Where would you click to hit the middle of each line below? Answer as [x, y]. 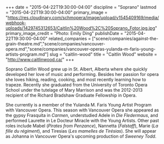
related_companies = [70, 38]
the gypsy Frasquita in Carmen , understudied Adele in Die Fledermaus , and [82, 115]
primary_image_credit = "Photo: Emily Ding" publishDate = [64, 33]
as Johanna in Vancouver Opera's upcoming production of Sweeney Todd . [81, 136]
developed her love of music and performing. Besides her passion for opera [82, 74]
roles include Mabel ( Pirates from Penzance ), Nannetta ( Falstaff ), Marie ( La [82, 126]
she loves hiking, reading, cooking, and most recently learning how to [76, 79]
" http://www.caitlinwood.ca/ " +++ [40, 59]
